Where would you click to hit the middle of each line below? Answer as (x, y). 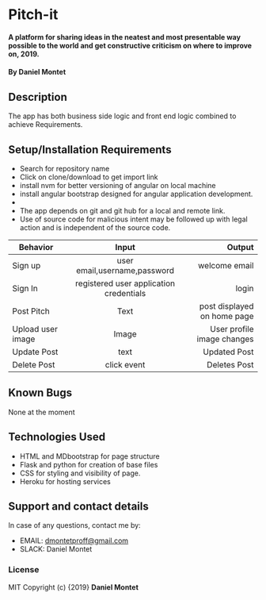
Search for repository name (65, 169)
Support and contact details (78, 507)
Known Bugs (40, 393)
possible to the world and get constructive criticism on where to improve (130, 45)
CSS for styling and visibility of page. (80, 473)
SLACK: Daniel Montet (56, 549)
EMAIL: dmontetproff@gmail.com (74, 540)
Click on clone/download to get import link (89, 177)
